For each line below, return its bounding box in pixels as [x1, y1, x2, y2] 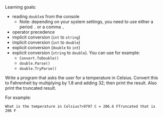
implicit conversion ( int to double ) [12, 39, 80, 45]
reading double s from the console [12, 14, 79, 19]
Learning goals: [5, 4, 36, 10]
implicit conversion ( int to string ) [12, 34, 80, 40]
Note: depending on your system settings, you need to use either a [19, 19, 153, 24]
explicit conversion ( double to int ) [12, 45, 80, 50]
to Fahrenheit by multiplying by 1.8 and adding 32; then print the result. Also [5, 80, 157, 86]
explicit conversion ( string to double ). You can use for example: [12, 50, 140, 56]
